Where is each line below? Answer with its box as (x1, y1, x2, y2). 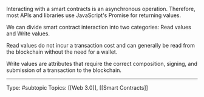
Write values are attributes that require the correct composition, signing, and (6, 60, 198, 67)
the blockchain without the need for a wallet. (6, 48, 118, 56)
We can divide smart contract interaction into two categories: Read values (6, 24, 191, 31)
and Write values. (6, 30, 50, 37)
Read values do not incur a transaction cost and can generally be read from (6, 42, 195, 49)
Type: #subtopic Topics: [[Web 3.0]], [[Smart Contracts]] (6, 84, 149, 91)
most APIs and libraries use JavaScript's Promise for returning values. (6, 12, 182, 19)
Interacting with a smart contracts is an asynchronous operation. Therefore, (6, 5, 195, 12)
